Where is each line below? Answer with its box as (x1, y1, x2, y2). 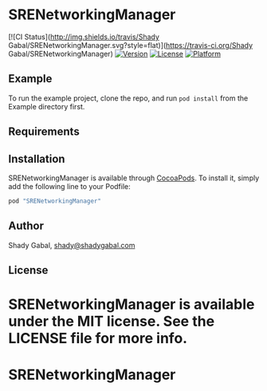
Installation (8, 152, 65, 165)
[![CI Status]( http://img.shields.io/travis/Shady (8, 32, 159, 41)
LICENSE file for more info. (8, 330, 188, 348)
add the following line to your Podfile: (8, 181, 132, 191)
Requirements (8, 125, 80, 139)
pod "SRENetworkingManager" (8, 197, 102, 205)
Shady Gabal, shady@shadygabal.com (8, 240, 135, 250)
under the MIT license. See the (8, 313, 215, 330)
